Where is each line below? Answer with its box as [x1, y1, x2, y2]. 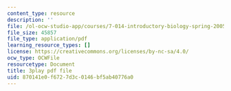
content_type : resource [7, 10, 76, 17]
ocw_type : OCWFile [7, 55, 60, 62]
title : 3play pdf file [7, 67, 72, 74]
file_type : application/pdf [7, 36, 88, 42]
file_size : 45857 [7, 29, 57, 36]
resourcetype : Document [7, 61, 76, 68]
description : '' [7, 16, 54, 23]
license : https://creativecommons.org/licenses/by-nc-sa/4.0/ [7, 49, 189, 55]
